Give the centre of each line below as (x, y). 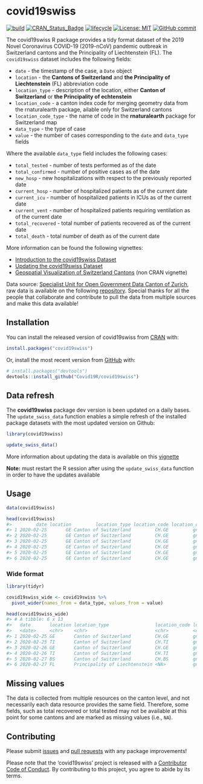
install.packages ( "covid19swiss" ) (50, 348)
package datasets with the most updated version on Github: (81, 423)
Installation (28, 323)
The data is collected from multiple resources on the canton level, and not (98, 698)
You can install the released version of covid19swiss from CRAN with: (93, 337)
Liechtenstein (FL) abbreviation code (62, 84)
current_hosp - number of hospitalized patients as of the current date (101, 191)
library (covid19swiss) (35, 434)
